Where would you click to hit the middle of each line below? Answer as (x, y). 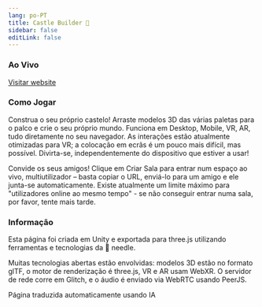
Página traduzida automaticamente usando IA (82, 295)
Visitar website (32, 82)
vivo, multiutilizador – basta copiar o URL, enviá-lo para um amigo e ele (124, 176)
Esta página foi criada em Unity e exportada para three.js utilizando (117, 239)
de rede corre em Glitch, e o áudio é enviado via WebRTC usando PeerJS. (128, 279)
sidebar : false (33, 30)
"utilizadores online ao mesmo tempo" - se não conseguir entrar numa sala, (131, 193)
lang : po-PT (28, 15)
